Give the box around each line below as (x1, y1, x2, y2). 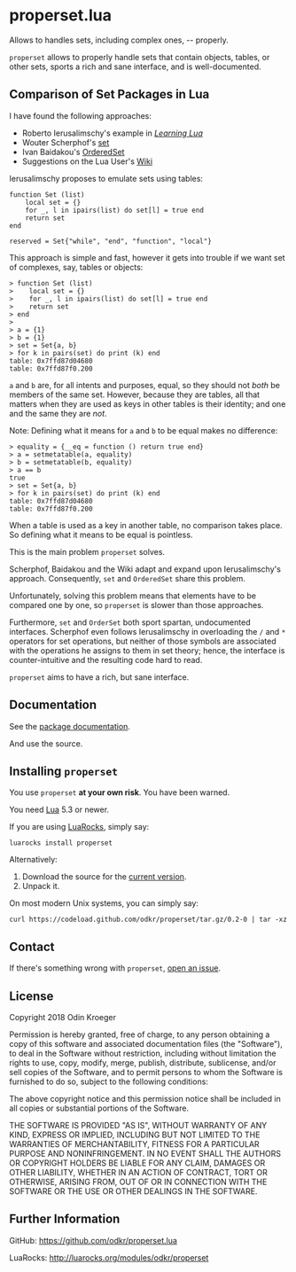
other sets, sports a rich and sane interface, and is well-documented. (9, 61, 261, 72)
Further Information (9, 1212, 121, 1227)
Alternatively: (9, 855, 58, 865)
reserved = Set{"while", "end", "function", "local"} (9, 237, 213, 246)
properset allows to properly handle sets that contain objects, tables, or (9, 51, 270, 62)
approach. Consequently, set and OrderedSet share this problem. (9, 573, 245, 583)
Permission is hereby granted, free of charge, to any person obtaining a (9, 1029, 270, 1040)
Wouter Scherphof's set (21, 137, 110, 147)
